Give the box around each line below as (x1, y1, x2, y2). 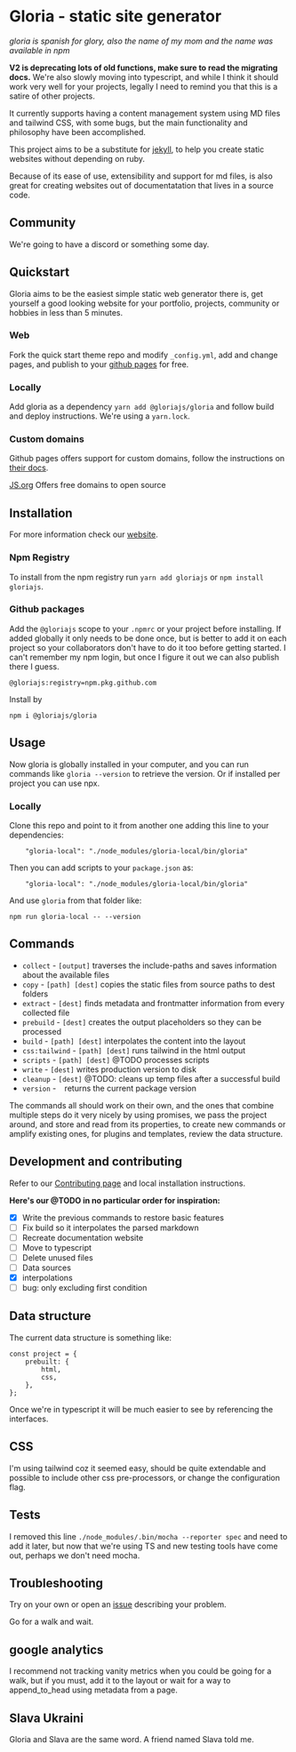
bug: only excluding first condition (21, 1283, 148, 1293)
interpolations (21, 1272, 73, 1283)
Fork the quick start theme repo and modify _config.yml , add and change (9, 349, 278, 360)
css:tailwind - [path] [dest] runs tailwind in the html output (21, 1044, 246, 1055)
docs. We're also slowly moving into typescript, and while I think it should (9, 71, 279, 82)
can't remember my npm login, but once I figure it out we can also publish (9, 652, 280, 662)
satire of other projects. (9, 91, 95, 101)
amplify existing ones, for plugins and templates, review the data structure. (9, 1128, 284, 1139)
